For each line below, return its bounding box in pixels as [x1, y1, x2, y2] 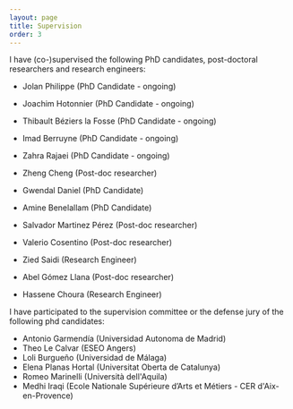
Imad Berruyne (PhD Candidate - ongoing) [22, 133, 179, 144]
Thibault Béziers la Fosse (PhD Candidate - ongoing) [22, 115, 217, 126]
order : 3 [9, 30, 42, 38]
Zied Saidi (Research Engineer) [22, 254, 137, 265]
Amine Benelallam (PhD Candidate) [22, 202, 152, 213]
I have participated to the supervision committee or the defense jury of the [9, 306, 284, 318]
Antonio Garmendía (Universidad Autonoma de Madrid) [22, 333, 227, 345]
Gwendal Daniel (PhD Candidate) [22, 185, 144, 196]
